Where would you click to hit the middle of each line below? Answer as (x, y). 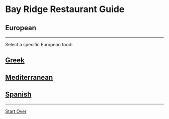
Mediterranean (29, 77)
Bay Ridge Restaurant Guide (65, 9)
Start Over (16, 111)
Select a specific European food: (39, 44)
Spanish (18, 95)
